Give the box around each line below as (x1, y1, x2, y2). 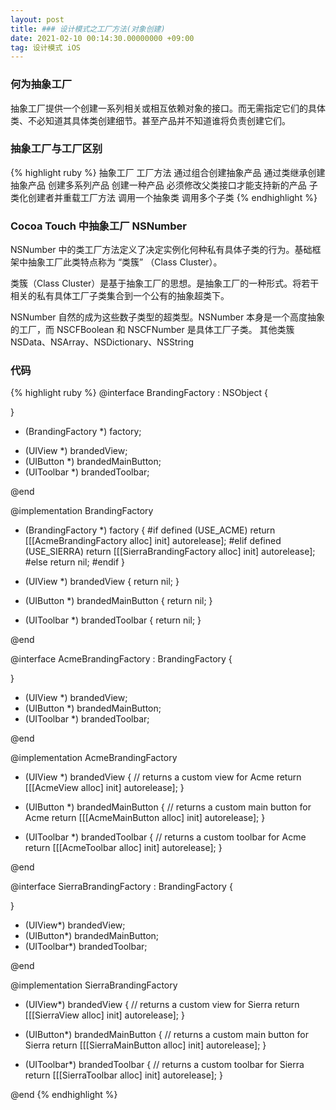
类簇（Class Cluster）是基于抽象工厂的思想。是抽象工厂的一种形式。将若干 (10, 277, 320, 290)
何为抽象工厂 (10, 77, 73, 91)
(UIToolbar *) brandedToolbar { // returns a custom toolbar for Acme (24, 831, 307, 843)
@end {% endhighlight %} (10, 1089, 118, 1101)
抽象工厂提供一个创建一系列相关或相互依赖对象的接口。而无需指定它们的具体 (10, 102, 326, 114)
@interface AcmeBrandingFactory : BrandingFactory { (10, 653, 233, 665)
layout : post (10, 14, 65, 25)
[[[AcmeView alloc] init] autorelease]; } (24, 782, 185, 794)
